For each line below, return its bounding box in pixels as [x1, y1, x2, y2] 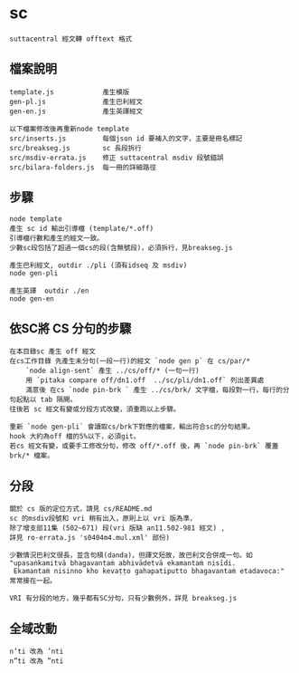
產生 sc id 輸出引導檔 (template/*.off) [9, 224, 154, 233]
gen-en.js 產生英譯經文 [9, 107, 143, 116]
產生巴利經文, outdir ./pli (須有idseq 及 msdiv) [9, 261, 188, 270]
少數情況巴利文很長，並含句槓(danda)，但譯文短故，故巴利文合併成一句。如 [9, 551, 253, 560]
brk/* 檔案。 [9, 451, 54, 460]
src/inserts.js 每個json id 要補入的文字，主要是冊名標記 [9, 134, 243, 143]
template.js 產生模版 [9, 87, 130, 97]
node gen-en [9, 293, 54, 303]
